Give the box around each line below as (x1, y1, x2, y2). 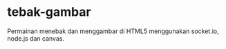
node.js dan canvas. (7, 34, 64, 42)
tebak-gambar (7, 4, 91, 20)
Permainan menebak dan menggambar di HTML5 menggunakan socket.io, (7, 27, 219, 35)
